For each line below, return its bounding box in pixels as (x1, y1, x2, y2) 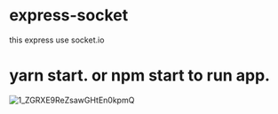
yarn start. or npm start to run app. (9, 65, 271, 86)
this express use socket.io (9, 34, 105, 45)
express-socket (9, 5, 129, 26)
